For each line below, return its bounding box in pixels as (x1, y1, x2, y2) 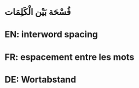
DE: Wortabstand (4, 74, 76, 85)
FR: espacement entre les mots (4, 51, 135, 62)
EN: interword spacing (4, 29, 98, 40)
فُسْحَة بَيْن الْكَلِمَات (4, 6, 71, 18)
